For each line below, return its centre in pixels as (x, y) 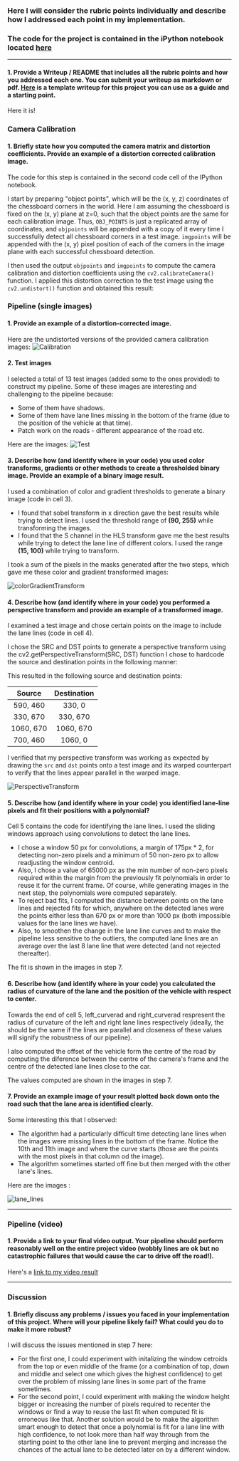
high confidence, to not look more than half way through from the (113, 1435)
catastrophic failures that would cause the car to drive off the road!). (111, 1256)
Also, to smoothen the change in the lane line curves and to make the (119, 931)
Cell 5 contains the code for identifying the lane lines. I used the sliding (111, 826)
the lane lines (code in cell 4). (51, 633)
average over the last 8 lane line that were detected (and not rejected (119, 946)
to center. (22, 999)
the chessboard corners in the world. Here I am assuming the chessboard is (118, 206)
